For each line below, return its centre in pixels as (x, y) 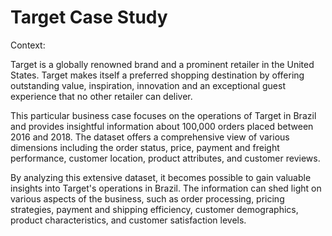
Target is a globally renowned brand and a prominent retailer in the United (162, 64)
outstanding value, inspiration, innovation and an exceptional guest (148, 85)
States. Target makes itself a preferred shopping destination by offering (157, 75)
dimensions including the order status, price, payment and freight (145, 147)
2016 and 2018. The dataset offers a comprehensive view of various (150, 137)
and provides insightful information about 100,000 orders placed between (162, 126)
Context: (28, 45)
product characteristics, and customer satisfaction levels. (128, 220)
